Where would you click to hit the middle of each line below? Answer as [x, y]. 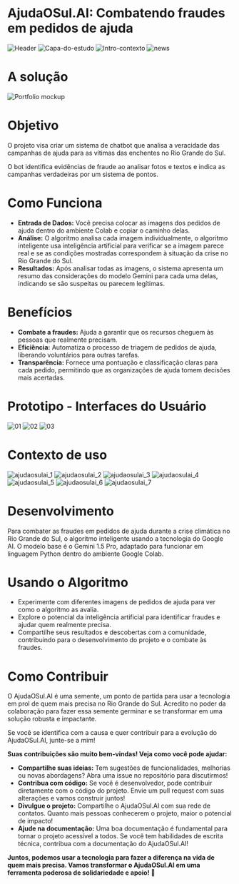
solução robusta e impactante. [52, 719]
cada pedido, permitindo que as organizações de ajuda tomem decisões [124, 370]
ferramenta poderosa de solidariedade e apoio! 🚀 [81, 873]
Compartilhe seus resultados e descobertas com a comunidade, [112, 632]
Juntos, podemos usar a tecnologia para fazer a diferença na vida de [111, 858]
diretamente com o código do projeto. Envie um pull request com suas [121, 791]
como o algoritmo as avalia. [58, 610]
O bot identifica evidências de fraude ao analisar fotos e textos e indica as [116, 166]
